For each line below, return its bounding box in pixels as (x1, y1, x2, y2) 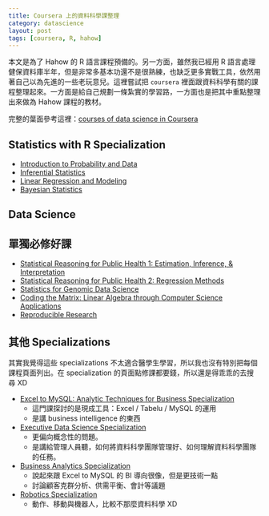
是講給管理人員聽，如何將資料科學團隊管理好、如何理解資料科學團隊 (31, 442, 257, 452)
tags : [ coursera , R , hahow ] (8, 34, 102, 42)
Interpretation (19, 268, 66, 277)
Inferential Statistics (19, 167, 86, 177)
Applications (19, 301, 62, 311)
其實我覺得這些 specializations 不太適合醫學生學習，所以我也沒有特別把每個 (8, 358, 258, 368)
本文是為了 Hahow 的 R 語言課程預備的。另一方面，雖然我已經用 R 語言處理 (8, 57, 256, 67)
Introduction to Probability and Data (19, 159, 138, 169)
